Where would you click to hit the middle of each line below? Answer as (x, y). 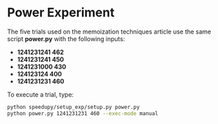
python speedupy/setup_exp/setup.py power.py (73, 107)
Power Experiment (61, 13)
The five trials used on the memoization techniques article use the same (109, 32)
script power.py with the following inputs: (66, 38)
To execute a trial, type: (41, 95)
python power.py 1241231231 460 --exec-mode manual (83, 113)
